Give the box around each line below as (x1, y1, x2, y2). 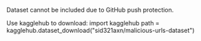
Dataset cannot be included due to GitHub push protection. (6, 6, 174, 14)
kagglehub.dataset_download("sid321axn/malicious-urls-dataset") (6, 27, 195, 34)
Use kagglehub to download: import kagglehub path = (6, 19, 160, 27)
